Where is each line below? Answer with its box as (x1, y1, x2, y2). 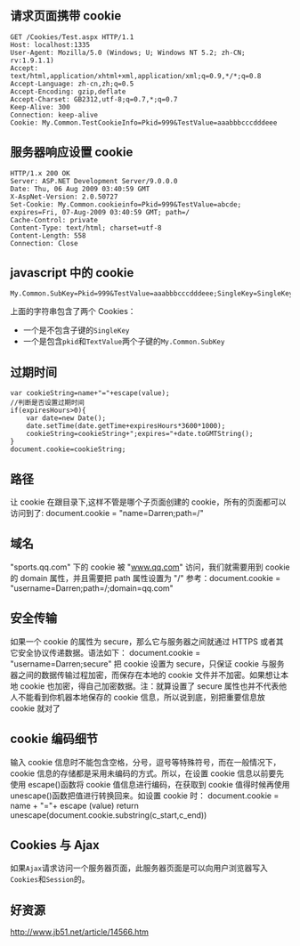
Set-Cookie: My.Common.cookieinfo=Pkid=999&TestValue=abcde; (10, 199, 242, 209)
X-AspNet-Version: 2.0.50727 (10, 192, 118, 201)
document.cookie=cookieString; (10, 445, 126, 454)
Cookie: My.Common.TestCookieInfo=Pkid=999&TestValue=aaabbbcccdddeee (10, 118, 278, 127)
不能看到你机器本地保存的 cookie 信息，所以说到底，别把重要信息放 (17, 691, 265, 702)
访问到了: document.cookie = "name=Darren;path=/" (10, 508, 204, 519)
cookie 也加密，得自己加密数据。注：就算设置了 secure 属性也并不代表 (20, 680, 280, 691)
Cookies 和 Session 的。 (10, 874, 90, 885)
